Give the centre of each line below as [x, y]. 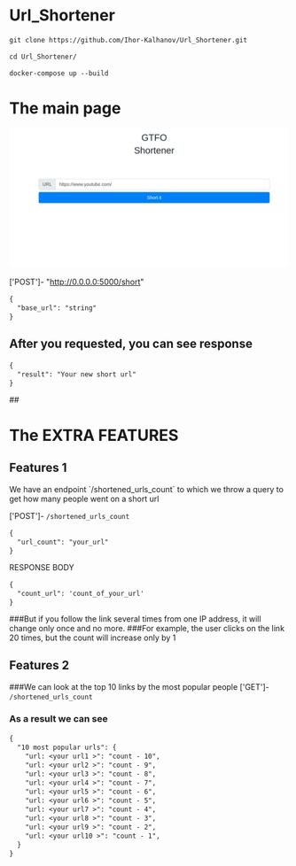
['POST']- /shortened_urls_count [70, 515]
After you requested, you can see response [131, 344]
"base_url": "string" [57, 308]
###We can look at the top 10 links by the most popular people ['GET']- [140, 686]
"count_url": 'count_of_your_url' [81, 593]
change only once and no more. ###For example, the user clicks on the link [147, 628]
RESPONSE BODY [42, 567]
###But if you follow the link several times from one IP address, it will [135, 619]
